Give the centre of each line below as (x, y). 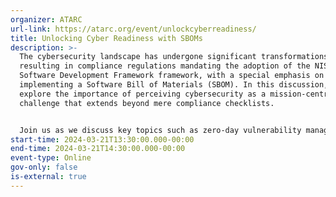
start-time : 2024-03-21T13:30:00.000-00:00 (102, 139)
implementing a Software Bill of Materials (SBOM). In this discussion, (174, 85)
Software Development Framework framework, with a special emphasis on (172, 76)
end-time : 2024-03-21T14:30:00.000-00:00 (98, 149)
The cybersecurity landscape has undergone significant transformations (174, 57)
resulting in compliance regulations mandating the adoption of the (165, 66)
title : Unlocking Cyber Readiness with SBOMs (106, 38)
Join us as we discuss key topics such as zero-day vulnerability (160, 130)
